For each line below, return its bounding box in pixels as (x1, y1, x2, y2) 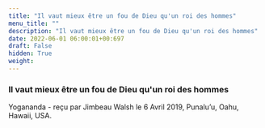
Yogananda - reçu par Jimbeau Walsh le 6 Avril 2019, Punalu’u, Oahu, (8, 102, 240, 112)
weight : (8, 58, 35, 66)
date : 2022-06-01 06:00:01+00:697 (8, 34, 125, 43)
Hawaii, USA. (8, 111, 53, 121)
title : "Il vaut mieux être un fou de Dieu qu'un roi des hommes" (8, 11, 237, 20)
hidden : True (8, 49, 53, 58)
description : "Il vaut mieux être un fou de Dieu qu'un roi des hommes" (8, 27, 259, 35)
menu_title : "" (8, 19, 60, 28)
